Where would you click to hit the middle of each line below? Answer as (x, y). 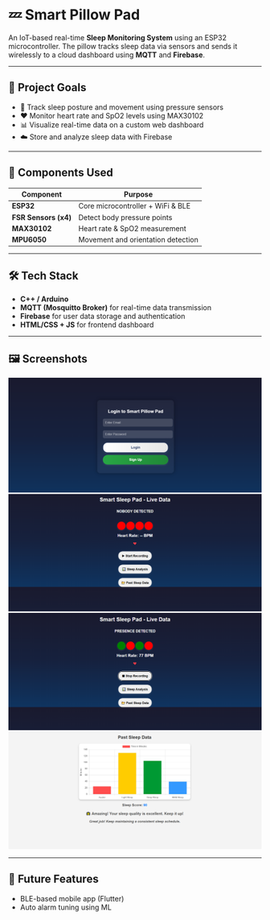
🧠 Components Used (61, 173)
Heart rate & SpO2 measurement (132, 228)
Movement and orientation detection (138, 240)
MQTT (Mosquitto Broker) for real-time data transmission (115, 308)
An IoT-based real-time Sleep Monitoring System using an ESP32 (118, 37)
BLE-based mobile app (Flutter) (72, 898)
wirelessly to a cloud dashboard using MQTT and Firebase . (107, 55)
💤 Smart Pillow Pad (74, 15)
